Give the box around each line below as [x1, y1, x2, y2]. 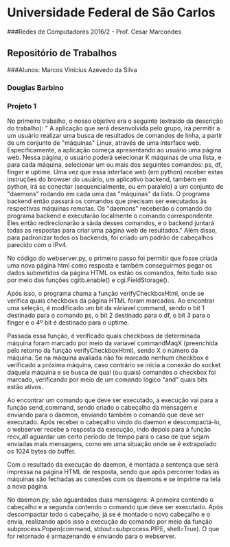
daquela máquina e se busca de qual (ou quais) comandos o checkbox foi [7, 368, 216, 376]
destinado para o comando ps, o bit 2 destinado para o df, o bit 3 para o [7, 311, 211, 319]
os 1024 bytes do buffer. [7, 447, 76, 455]
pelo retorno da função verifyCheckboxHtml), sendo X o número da [7, 346, 198, 354]
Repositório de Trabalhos [7, 47, 117, 59]
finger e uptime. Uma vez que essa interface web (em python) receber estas [7, 167, 224, 176]
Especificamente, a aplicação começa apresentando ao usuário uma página [7, 146, 222, 154]
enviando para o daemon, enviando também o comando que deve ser [7, 410, 205, 419]
